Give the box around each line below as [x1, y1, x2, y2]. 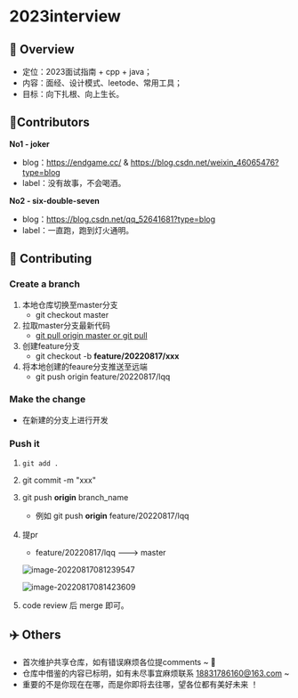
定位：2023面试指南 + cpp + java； [21, 67, 153, 77]
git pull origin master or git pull [35, 329, 149, 340]
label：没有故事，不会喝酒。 [21, 177, 126, 188]
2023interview [9, 6, 122, 27]
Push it [9, 437, 40, 450]
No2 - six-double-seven [9, 195, 101, 206]
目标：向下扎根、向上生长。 [21, 89, 125, 99]
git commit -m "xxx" [21, 475, 96, 486]
